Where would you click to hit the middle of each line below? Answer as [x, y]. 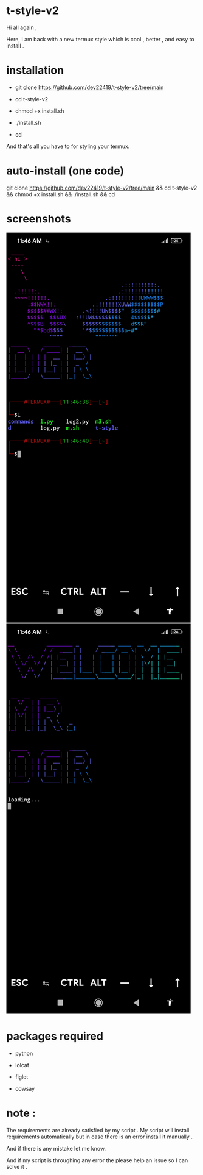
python [24, 1053]
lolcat [22, 1065]
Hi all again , [22, 27]
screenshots [39, 219]
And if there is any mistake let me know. [56, 1148]
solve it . [17, 1166]
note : [21, 1113]
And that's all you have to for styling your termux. [68, 146]
